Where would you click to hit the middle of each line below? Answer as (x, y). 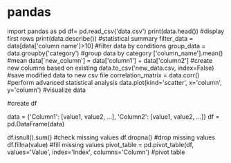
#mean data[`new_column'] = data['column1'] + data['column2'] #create (110, 60)
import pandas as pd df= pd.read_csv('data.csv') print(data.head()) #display (116, 31)
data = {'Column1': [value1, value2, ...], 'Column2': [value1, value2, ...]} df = (113, 116)
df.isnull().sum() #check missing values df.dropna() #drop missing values (111, 137)
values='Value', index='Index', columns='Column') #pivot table (96, 152)
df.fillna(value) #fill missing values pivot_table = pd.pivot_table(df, (100, 144)
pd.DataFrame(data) (36, 124)
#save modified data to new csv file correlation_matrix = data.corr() (103, 75)
